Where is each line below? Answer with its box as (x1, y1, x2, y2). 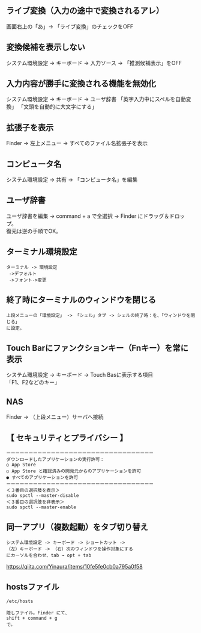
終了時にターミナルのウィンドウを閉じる (6, 295, 156, 305)
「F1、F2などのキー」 (6, 378, 60, 386)
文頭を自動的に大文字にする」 (23, 103, 98, 110)
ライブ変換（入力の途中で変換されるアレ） (6, 5, 164, 16)
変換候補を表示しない (6, 42, 85, 52)
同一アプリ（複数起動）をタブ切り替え (6, 522, 148, 533)
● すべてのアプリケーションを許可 (6, 474, 79, 480)
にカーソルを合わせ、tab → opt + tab (6, 552, 92, 558)
